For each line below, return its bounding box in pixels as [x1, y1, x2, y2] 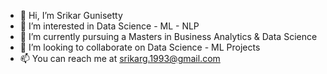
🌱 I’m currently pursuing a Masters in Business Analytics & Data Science [19, 31, 318, 42]
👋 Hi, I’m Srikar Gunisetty [19, 10, 123, 21]
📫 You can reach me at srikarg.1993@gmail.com [19, 53, 221, 64]
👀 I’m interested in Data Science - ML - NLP [19, 20, 200, 32]
